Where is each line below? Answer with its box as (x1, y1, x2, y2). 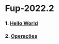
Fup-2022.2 (5, 3, 54, 14)
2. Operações (5, 33, 38, 40)
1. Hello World (5, 20, 38, 27)
